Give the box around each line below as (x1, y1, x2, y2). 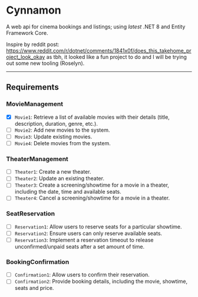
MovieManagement (6, 100, 64, 108)
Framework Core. (6, 29, 48, 36)
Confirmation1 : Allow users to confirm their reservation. (14, 271, 150, 278)
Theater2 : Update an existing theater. (14, 175, 105, 182)
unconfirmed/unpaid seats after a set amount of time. (14, 243, 145, 250)
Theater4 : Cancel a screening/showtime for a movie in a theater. (14, 194, 170, 201)
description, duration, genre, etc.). (14, 120, 98, 127)
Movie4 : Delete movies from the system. (14, 139, 111, 146)
